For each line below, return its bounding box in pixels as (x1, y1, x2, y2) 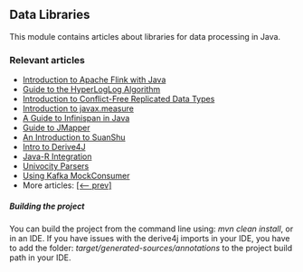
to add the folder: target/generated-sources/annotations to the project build (9, 243, 292, 254)
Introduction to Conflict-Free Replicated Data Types (22, 94, 215, 105)
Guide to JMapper (22, 122, 90, 134)
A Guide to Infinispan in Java (22, 113, 130, 124)
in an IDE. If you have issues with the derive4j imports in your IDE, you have (9, 233, 290, 244)
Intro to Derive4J (22, 142, 86, 153)
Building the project (9, 201, 85, 211)
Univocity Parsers (22, 161, 90, 172)
